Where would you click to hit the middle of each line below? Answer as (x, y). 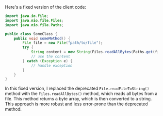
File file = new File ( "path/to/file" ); (63, 43)
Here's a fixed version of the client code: (46, 7)
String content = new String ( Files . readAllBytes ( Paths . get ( (93, 52)
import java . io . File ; (27, 16)
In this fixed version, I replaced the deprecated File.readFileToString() (77, 88)
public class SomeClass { (31, 34)
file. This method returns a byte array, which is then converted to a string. (79, 99)
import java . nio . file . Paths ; (34, 25)
